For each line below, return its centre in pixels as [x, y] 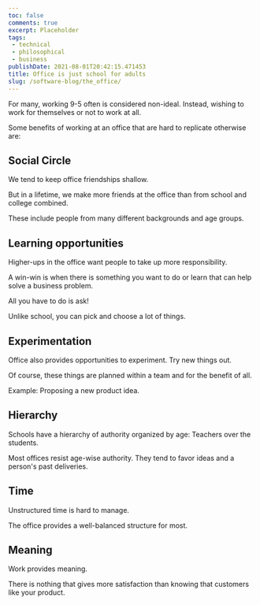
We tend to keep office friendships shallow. [78, 180]
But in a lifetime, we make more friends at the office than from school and [127, 195]
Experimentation [50, 341]
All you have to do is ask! [48, 301]
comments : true [33, 23]
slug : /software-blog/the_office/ [65, 81]
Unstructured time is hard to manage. [69, 510]
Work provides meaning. [48, 569]
